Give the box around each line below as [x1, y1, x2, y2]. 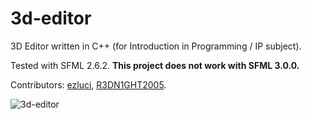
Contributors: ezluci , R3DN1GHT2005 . [10, 78, 167, 91]
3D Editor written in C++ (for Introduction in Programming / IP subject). [10, 40, 302, 52]
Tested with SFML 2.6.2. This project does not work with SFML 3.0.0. [10, 59, 300, 71]
